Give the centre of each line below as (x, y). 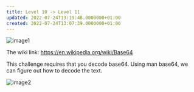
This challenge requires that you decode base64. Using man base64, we (97, 64)
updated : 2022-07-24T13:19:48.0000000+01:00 (64, 18)
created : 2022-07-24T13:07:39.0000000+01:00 (64, 23)
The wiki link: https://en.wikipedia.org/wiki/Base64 (70, 52)
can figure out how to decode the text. (54, 71)
